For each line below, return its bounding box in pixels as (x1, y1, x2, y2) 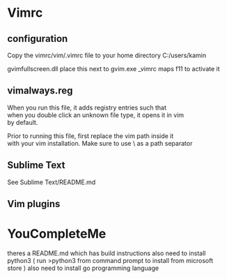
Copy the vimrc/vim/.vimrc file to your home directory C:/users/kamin (7, 51, 207, 59)
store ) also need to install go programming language (7, 264, 159, 272)
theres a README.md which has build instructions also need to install (7, 249, 206, 257)
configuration (7, 33, 68, 45)
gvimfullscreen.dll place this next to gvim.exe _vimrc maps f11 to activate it (7, 65, 221, 73)
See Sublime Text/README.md (7, 178, 96, 186)
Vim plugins (7, 198, 61, 210)
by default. (7, 118, 38, 126)
